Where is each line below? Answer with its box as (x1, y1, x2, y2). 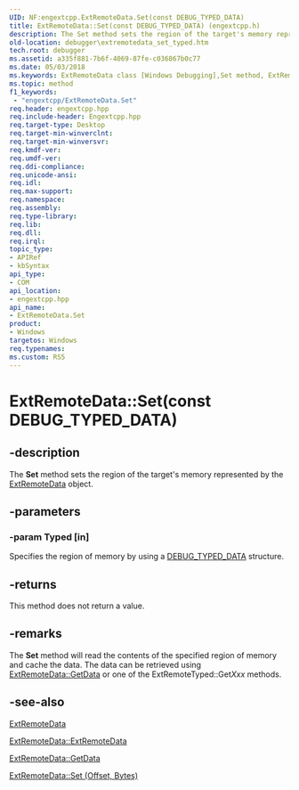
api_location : (9, 286, 62, 295)
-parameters (9, 504, 81, 519)
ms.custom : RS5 (9, 353, 66, 362)
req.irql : (9, 237, 46, 246)
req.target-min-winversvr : (9, 137, 109, 146)
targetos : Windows (9, 336, 77, 345)
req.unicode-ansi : (9, 170, 77, 179)
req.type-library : (9, 211, 77, 221)
